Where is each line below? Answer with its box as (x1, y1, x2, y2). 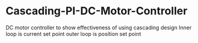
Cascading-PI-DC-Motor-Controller (5, 4, 188, 18)
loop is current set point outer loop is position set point (5, 30, 141, 37)
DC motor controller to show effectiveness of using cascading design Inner (5, 24, 192, 31)
